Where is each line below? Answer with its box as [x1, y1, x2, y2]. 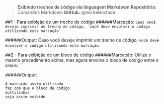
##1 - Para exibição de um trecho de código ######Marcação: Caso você [5, 19, 156, 25]
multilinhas [5, 90, 30, 95]
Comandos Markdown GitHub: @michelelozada [17, 9, 115, 15]
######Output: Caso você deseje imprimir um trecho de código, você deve [5, 37, 160, 43]
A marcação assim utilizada [5, 81, 64, 86]
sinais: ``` [5, 63, 24, 68]
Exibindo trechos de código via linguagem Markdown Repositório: [17, 4, 157, 10]
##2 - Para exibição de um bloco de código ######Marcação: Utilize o [5, 52, 152, 58]
